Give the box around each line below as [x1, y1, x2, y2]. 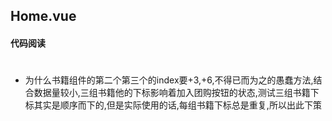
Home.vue [10, 8, 77, 25]
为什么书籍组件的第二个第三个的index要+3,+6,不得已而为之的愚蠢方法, [24, 74, 314, 86]
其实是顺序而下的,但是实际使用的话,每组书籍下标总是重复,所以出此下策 [33, 99, 322, 111]
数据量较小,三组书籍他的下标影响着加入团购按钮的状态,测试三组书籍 [33, 87, 311, 99]
